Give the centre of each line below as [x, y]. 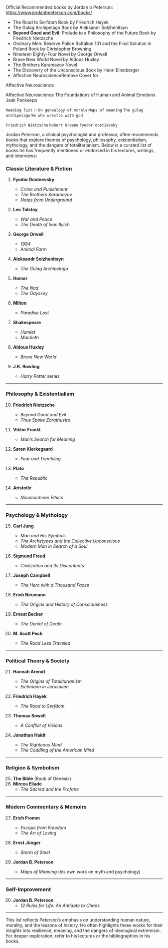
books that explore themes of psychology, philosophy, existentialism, [77, 140]
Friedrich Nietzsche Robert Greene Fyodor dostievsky [62, 125]
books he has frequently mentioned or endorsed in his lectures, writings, [80, 150]
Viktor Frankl [26, 429]
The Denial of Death [41, 624]
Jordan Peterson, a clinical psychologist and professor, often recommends [82, 134]
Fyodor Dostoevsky [33, 180]
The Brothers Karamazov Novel [45, 65]
